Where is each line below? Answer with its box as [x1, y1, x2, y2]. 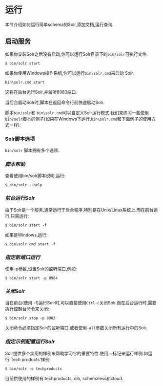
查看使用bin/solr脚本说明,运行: [5, 173, 66, 179]
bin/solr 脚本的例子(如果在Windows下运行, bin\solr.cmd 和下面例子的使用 [5, 116, 152, 122]
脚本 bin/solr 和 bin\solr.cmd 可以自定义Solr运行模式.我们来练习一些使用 [5, 109, 149, 115]
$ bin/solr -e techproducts [5, 366, 62, 371]
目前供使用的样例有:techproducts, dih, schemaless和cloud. [5, 375, 123, 381]
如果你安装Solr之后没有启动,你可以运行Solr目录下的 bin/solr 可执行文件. [5, 51, 148, 57]
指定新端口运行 [5, 254, 41, 260]
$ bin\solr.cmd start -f [5, 241, 56, 247]
